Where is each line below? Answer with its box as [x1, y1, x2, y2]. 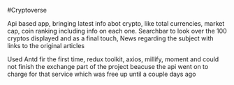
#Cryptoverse [7, 6, 47, 14]
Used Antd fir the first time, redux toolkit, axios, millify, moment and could [7, 55, 219, 63]
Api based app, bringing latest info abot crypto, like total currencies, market [7, 20, 225, 27]
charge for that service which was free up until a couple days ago [7, 70, 196, 78]
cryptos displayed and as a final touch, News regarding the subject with [7, 34, 214, 42]
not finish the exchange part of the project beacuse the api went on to [7, 63, 209, 70]
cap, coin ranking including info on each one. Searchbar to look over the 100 [7, 27, 227, 35]
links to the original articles [7, 42, 85, 49]
